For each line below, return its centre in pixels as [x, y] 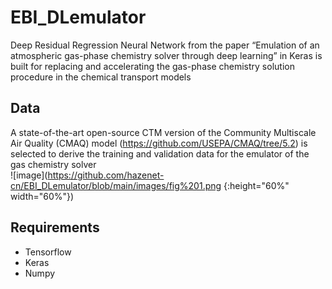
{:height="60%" [256, 185]
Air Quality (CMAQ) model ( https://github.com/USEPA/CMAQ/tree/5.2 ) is [159, 143]
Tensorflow [48, 252]
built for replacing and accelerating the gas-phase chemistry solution [152, 66]
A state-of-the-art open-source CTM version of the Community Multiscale [163, 132]
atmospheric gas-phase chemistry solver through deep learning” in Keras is [166, 55]
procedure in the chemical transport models [101, 77]
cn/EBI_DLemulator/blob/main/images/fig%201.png [116, 185]
